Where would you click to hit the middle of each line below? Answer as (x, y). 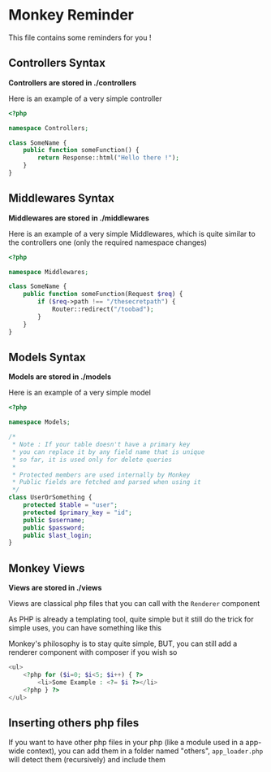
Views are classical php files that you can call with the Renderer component (134, 604)
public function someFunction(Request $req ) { (103, 294)
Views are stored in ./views (55, 588)
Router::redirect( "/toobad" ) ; (103, 310)
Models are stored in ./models (60, 377)
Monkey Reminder (71, 15)
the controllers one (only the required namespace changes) (108, 242)
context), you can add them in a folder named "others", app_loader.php (145, 751)
